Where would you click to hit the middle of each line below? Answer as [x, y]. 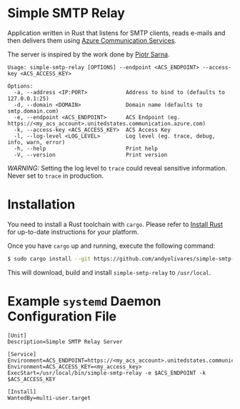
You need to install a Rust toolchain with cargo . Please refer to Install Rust [115, 224]
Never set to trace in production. [56, 176]
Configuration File [62, 316]
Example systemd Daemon [84, 301]
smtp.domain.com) [33, 111]
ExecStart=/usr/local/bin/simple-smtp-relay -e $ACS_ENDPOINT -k [106, 373]
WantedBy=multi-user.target [49, 398]
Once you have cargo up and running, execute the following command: [111, 246]
